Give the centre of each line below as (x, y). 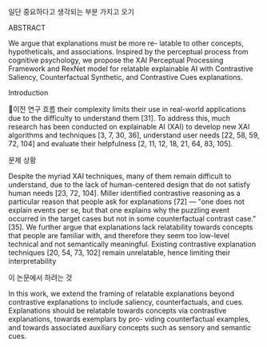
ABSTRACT (27, 28)
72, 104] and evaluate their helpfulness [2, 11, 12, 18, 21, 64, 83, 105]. (121, 144)
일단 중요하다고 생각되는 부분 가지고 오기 (71, 12)
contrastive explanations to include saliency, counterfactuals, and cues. (126, 302)
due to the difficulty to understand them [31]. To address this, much (119, 118)
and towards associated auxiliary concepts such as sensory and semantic (130, 327)
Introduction (28, 93)
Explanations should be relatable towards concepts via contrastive (118, 311)
